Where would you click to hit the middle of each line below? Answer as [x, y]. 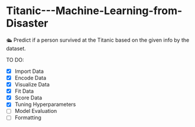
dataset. [16, 48]
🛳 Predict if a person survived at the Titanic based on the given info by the [98, 40]
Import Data [29, 71]
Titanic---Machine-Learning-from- [94, 11]
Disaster [27, 23]
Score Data [28, 98]
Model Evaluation [36, 111]
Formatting [28, 118]
